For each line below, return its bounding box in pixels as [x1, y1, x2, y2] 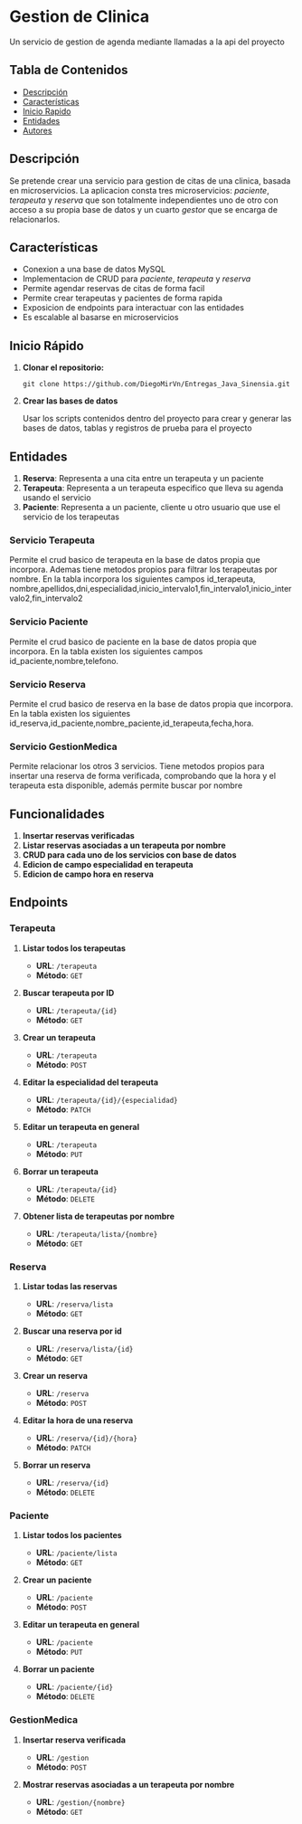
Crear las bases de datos [22, 395, 118, 406]
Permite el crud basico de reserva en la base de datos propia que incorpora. [9, 698, 294, 709]
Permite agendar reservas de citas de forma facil [22, 283, 205, 294]
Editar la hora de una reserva [22, 1414, 134, 1426]
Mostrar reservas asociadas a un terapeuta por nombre [22, 1779, 235, 1790]
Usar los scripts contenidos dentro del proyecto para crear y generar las [22, 413, 292, 424]
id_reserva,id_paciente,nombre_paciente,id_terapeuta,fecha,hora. [9, 717, 254, 728]
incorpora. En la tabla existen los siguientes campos [9, 645, 203, 657]
